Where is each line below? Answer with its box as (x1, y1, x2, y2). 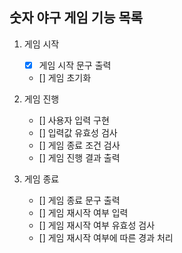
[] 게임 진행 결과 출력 (38, 151, 121, 163)
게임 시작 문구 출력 (38, 59, 112, 71)
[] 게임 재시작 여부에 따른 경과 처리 (38, 231, 174, 243)
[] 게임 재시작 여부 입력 (38, 206, 129, 218)
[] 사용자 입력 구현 (38, 114, 110, 126)
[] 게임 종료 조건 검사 (38, 139, 121, 151)
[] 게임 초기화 (38, 71, 92, 83)
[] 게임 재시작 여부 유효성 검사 (38, 219, 156, 231)
